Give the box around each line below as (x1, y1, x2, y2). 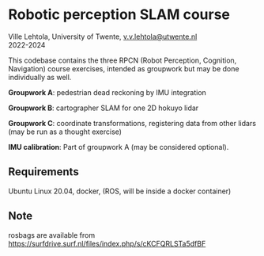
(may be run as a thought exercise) (8, 127, 123, 136)
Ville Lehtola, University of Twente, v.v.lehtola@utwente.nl (8, 32, 198, 41)
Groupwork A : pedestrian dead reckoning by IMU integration (8, 87, 207, 97)
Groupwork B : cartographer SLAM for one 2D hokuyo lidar (8, 103, 199, 113)
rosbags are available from (8, 230, 96, 239)
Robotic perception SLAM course (8, 6, 231, 24)
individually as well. (8, 72, 72, 82)
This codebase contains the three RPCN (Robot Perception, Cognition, (8, 55, 237, 65)
